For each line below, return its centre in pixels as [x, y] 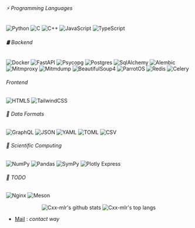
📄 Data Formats [25, 114]
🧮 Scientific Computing [34, 146]
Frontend [17, 82]
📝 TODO [16, 177]
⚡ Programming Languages [39, 8]
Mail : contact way [37, 219]
